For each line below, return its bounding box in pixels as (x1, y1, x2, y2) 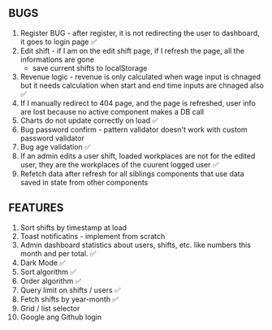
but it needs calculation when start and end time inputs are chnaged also (19, 80, 264, 90)
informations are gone (19, 54, 95, 64)
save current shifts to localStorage (32, 63, 148, 72)
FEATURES (8, 201, 64, 215)
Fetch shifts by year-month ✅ (19, 294, 119, 304)
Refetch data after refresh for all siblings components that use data (19, 168, 245, 178)
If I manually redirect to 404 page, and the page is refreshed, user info (19, 98, 256, 108)
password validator (19, 133, 85, 143)
